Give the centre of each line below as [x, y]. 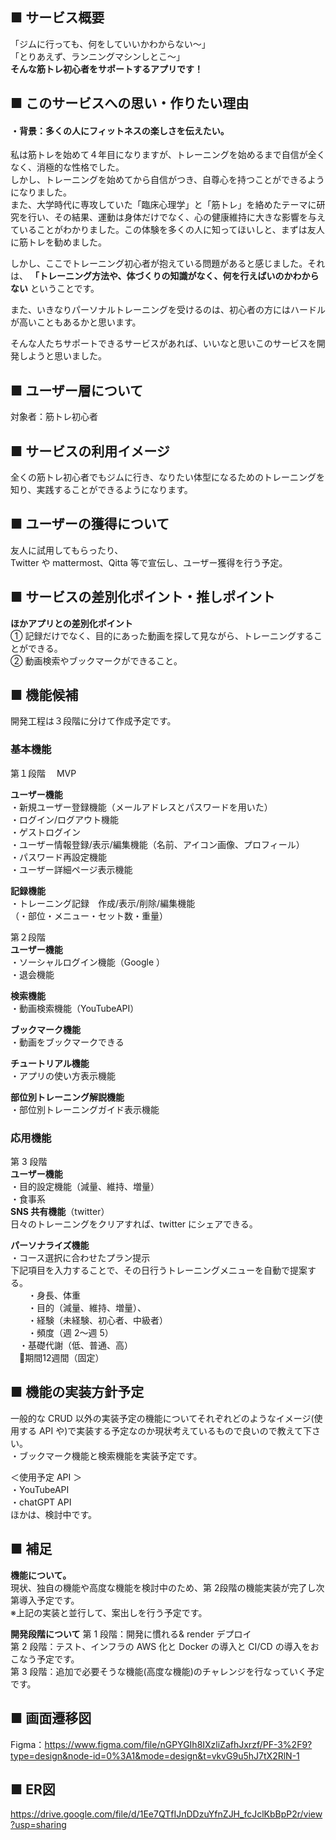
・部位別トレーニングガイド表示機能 [85, 1109]
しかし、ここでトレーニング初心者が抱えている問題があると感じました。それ [168, 264]
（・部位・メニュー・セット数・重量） [89, 915]
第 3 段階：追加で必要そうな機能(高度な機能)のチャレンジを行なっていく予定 [167, 1671]
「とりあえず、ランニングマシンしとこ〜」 [98, 56]
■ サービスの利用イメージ [90, 451]
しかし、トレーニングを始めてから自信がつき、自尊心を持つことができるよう [167, 180]
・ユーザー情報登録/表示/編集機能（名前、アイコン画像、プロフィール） [157, 844]
